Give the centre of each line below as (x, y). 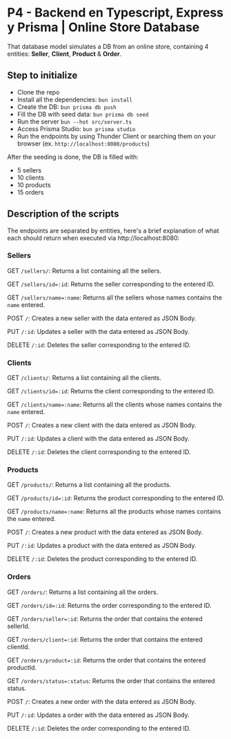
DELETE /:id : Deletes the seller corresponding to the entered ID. (99, 345)
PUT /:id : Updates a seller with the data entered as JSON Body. (98, 331)
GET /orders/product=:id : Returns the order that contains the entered (107, 660)
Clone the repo (38, 92)
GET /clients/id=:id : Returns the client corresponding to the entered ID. (111, 391)
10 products (34, 185)
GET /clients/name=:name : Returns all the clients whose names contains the (114, 404)
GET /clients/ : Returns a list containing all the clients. (84, 378)
